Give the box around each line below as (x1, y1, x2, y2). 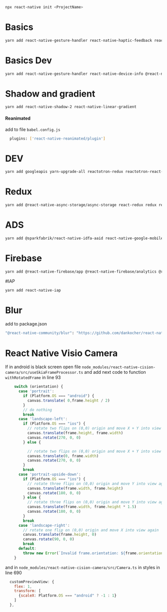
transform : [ (14, 589, 41, 594)
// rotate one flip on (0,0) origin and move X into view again (23, 527, 159, 533)
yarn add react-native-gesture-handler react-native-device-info (5, 71, 143, 76)
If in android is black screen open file (5, 364, 81, 370)
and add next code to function (84, 369, 146, 375)
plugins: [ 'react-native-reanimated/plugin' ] (9, 136, 106, 141)
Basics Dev (5, 55, 52, 66)
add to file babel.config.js (5, 126, 61, 132)
